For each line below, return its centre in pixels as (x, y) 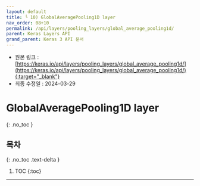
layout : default (26, 12)
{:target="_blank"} (37, 76)
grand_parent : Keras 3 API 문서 (45, 39)
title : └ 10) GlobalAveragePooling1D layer (61, 17)
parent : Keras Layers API (38, 34)
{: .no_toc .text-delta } (33, 159)
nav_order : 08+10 (28, 23)
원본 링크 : (27, 57)
